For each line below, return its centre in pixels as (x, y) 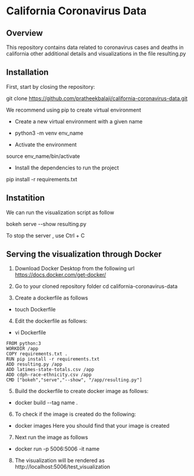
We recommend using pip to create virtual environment (74, 110)
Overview (25, 33)
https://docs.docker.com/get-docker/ (60, 275)
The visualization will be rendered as (60, 460)
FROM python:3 (24, 344)
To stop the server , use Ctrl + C (46, 235)
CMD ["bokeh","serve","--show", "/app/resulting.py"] (74, 380)
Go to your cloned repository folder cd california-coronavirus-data (96, 286)
